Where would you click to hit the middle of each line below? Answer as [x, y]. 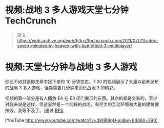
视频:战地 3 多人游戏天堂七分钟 [67, 10]
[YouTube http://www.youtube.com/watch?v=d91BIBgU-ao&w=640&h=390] [81, 120]
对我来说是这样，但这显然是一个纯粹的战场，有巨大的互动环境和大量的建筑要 [82, 104]
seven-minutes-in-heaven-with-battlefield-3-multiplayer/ [74, 46]
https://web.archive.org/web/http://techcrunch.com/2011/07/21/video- [88, 40]
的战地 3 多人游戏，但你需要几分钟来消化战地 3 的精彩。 [61, 88]
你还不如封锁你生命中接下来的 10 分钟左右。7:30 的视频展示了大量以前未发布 [82, 81]
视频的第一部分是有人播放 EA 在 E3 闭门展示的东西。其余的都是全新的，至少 [81, 98]
